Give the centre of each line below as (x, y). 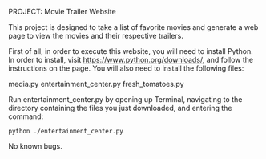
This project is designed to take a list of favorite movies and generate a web (133, 27)
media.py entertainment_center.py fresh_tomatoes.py (96, 84)
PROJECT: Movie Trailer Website (62, 12)
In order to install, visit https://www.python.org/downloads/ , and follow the (131, 60)
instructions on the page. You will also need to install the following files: (126, 68)
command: (26, 116)
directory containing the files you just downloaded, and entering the (120, 108)
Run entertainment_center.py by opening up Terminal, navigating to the (125, 99)
